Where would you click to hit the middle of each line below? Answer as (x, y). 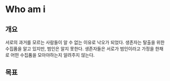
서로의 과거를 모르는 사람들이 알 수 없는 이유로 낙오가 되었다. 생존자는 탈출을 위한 (85, 42)
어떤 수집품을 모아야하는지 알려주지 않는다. (53, 55)
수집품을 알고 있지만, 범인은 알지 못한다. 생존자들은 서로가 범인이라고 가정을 (80, 49)
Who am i (25, 9)
